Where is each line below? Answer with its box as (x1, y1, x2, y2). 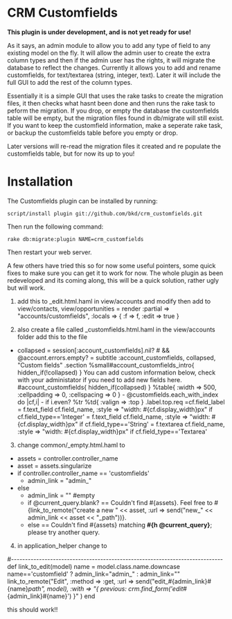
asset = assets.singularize (17, 461, 92, 470)
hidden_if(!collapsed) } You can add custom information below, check (17, 368, 216, 377)
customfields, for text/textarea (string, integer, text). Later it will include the (7, 71, 221, 79)
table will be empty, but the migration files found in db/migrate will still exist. (7, 113, 224, 122)
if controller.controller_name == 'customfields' (17, 469, 150, 477)
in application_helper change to (17, 541, 107, 550)
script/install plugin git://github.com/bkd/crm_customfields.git (7, 210, 203, 217)
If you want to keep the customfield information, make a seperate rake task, (7, 121, 223, 129)
